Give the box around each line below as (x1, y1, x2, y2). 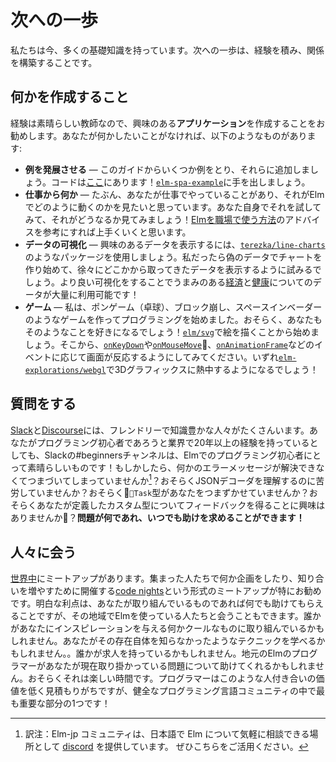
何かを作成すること (10, 89, 129, 106)
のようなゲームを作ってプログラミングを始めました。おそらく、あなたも (24, 313, 323, 325)
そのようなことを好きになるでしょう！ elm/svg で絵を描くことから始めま (24, 326, 320, 338)
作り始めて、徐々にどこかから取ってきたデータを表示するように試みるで (24, 263, 322, 275)
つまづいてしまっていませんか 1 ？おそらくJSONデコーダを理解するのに (27, 472, 317, 486)
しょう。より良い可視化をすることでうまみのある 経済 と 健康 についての (24, 276, 313, 288)
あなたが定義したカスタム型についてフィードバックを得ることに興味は (36, 499, 326, 511)
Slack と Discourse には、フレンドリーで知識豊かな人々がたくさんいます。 (10, 424, 310, 436)
